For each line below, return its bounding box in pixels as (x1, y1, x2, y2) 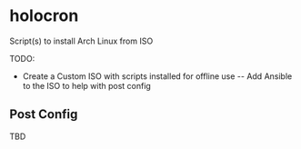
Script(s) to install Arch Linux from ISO (9, 35, 154, 46)
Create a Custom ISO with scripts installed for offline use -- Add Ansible (22, 70, 293, 82)
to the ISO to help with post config (22, 80, 152, 91)
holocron (9, 5, 79, 26)
